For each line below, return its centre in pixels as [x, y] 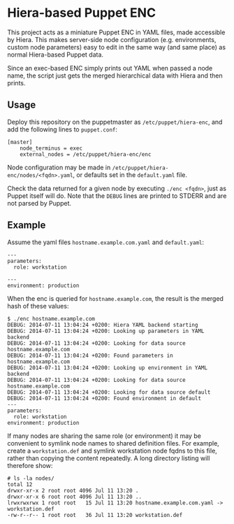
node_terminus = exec [51, 148]
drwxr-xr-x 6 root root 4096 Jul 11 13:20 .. [74, 497]
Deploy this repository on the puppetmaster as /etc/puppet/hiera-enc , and [115, 122]
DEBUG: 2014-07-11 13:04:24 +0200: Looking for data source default [109, 392]
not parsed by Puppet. [39, 203]
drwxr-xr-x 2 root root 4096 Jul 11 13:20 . [73, 490]
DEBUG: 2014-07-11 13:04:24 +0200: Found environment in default [104, 398]
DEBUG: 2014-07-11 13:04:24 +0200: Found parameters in [90, 355]
